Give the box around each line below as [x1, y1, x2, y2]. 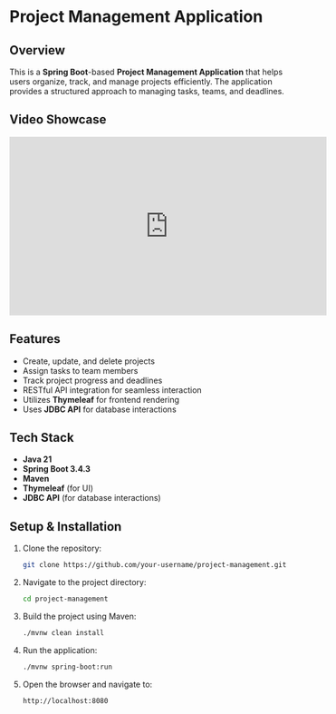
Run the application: [22, 644, 98, 655]
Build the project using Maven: [22, 611, 137, 621]
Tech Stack [9, 430, 74, 445]
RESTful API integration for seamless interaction [22, 384, 202, 396]
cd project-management [22, 594, 109, 604]
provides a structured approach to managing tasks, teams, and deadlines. [9, 86, 285, 96]
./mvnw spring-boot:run [22, 662, 113, 671]
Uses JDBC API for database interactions [22, 404, 177, 415]
